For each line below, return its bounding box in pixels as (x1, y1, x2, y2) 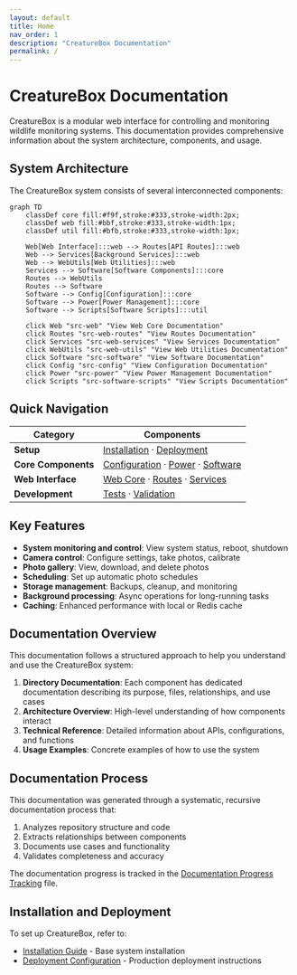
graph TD (9, 203, 42, 212)
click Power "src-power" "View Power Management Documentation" (25, 368, 273, 378)
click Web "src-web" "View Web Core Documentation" (25, 321, 224, 330)
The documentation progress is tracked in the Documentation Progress (9, 868, 274, 879)
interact (22, 715, 51, 726)
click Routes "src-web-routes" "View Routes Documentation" (25, 329, 256, 338)
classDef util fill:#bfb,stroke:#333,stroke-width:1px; (25, 226, 241, 235)
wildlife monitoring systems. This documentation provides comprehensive (9, 126, 284, 137)
